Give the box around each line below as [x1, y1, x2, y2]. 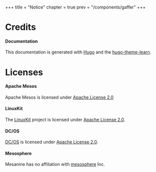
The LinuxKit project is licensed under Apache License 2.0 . [5, 116, 125, 122]
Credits [5, 22, 36, 33]
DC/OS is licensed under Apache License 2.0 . [5, 139, 99, 145]
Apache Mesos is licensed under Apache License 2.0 [5, 94, 114, 100]
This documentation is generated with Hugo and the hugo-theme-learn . [5, 49, 152, 55]
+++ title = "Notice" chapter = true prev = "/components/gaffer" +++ [5, 4, 146, 10]
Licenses [5, 66, 44, 78]
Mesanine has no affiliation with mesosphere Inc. [5, 161, 105, 168]
